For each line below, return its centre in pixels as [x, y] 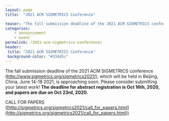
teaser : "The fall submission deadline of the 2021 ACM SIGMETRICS [77, 24]
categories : [18, 28]
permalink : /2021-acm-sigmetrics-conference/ [54, 43]
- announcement [30, 33]
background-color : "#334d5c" [38, 56]
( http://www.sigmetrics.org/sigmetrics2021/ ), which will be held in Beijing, [82, 76]
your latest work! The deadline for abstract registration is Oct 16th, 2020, [82, 87]
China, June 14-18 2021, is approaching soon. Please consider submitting [81, 82]
